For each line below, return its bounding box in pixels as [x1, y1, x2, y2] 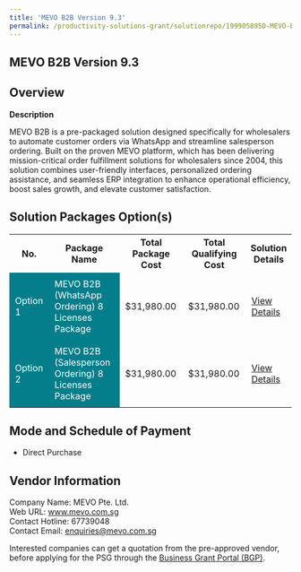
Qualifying [191, 247, 237, 260]
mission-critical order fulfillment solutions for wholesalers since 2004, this [9, 154, 284, 166]
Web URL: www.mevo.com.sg [9, 507, 119, 517]
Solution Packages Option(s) [9, 210, 173, 225]
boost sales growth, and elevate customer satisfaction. [9, 183, 211, 194]
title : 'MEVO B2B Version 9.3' [9, 13, 126, 22]
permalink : [9, 22, 50, 30]
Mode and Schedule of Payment [9, 423, 192, 438]
